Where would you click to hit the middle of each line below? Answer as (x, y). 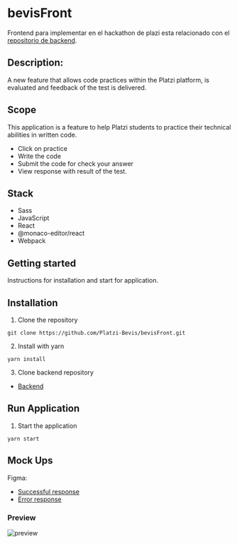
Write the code (39, 156)
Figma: (17, 478)
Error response (39, 499)
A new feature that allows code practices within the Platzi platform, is (108, 80)
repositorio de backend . (42, 40)
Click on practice (42, 148)
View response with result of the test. (72, 171)
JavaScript (33, 218)
